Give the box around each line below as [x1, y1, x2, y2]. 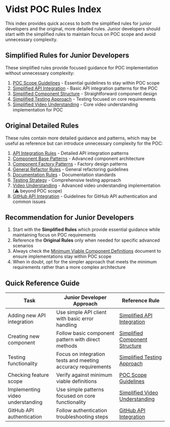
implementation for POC [12, 106, 63, 112]
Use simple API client [56, 309, 107, 316]
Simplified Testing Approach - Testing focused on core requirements [12, 96, 156, 102]
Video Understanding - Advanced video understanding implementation [12, 182, 161, 188]
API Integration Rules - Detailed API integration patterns [12, 150, 129, 156]
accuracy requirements [56, 363, 111, 370]
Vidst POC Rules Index [5, 4, 102, 15]
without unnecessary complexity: [5, 70, 75, 76]
